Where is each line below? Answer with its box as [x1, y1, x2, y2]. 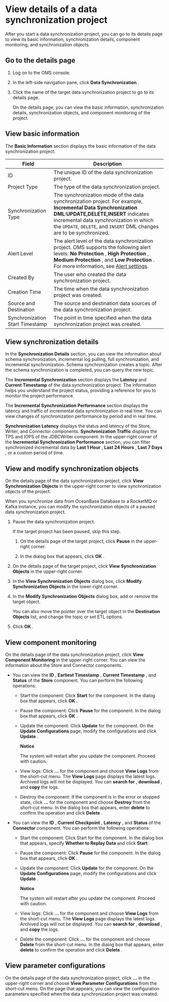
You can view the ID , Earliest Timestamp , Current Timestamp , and [12, 672, 156, 678]
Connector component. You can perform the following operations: [12, 825, 150, 831]
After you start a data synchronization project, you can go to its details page [5, 31, 163, 37]
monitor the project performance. [5, 393, 74, 399]
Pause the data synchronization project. [12, 519, 96, 525]
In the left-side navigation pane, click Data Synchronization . [12, 79, 139, 85]
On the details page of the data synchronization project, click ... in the [5, 975, 150, 981]
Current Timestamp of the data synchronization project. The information [5, 382, 156, 388]
